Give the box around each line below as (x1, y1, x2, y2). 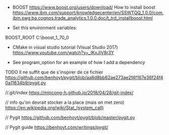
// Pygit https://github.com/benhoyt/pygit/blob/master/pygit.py (5, 114, 135, 120)
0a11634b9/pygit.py (5, 80, 46, 86)
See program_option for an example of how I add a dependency (12, 59, 145, 65)
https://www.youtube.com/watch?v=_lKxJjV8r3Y (12, 50, 115, 55)
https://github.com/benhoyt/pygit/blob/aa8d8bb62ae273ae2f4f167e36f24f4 (5, 75, 163, 80)
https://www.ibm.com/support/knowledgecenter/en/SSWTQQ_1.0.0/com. (12, 10, 164, 16)
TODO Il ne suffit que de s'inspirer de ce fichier (5, 69, 103, 75)
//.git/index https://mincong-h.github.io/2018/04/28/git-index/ (5, 90, 134, 95)
